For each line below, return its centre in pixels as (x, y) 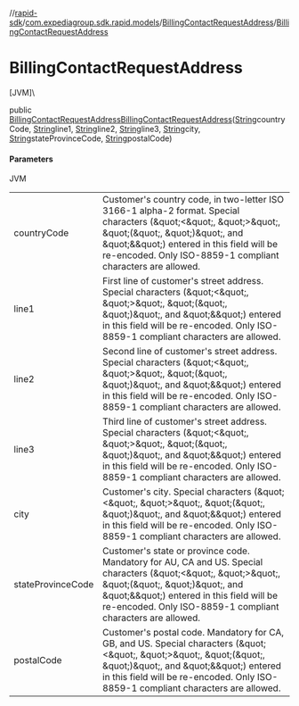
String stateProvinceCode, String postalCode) (91, 138)
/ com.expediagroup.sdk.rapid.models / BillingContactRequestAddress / (149, 22)
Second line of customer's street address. (190, 352)
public (21, 110)
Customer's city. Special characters (177, 492)
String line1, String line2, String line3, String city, (117, 129)
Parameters (31, 159)
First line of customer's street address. (183, 281)
